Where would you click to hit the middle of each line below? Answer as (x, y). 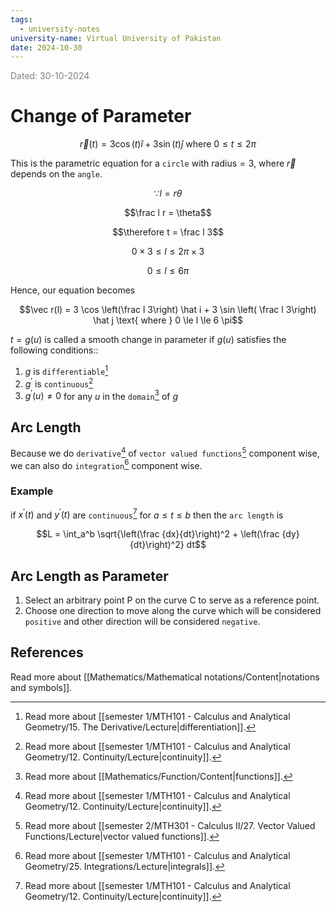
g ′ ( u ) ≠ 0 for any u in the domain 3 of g (101, 395)
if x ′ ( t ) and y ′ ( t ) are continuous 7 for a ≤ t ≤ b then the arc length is (147, 514)
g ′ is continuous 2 (59, 383)
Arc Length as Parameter (89, 576)
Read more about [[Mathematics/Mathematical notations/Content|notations (165, 677)
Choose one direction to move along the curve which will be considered (173, 611)
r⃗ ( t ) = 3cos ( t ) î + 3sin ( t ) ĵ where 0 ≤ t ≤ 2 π (168, 144)
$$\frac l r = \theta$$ (168, 213)
